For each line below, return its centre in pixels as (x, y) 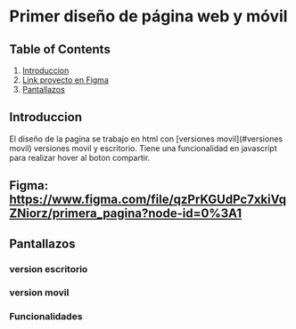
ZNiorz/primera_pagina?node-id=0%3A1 (126, 214)
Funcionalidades (46, 317)
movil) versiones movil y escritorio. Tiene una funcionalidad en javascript (144, 148)
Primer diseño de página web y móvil (148, 16)
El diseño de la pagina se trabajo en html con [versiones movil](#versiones (146, 139)
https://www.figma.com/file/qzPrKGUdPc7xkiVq (148, 200)
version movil (39, 293)
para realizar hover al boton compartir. (80, 157)
